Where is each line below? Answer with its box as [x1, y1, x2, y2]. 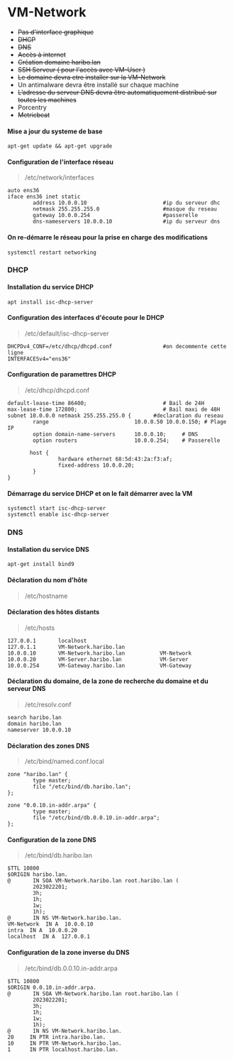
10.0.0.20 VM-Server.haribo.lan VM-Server [7, 655, 189, 663]
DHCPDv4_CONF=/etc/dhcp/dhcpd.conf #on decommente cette [7, 343, 227, 350]
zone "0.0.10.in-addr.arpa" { [7, 802, 97, 809]
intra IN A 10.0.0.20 [7, 927, 78, 934]
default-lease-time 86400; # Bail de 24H [7, 400, 204, 407]
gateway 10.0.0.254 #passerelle [33, 212, 199, 219]
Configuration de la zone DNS [7, 835, 97, 844]
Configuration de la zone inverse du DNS [7, 948, 130, 957]
